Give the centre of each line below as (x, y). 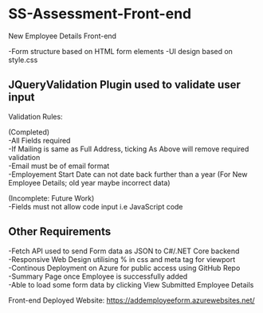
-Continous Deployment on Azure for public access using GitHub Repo (124, 268)
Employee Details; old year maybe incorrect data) (89, 182)
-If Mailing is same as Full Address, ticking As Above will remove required (129, 149)
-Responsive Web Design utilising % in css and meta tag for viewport (122, 259)
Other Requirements (60, 232)
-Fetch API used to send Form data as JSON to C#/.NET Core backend (124, 251)
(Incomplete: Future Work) (51, 198)
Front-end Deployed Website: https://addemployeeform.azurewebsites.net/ (131, 300)
